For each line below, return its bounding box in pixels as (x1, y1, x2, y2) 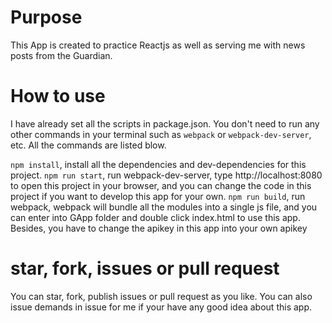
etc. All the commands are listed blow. (10, 139, 167, 151)
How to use (10, 85, 106, 108)
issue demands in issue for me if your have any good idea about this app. (10, 301, 312, 313)
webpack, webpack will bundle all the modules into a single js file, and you (10, 201, 318, 213)
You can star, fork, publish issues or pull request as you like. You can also (10, 290, 313, 302)
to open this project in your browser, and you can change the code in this (10, 179, 312, 191)
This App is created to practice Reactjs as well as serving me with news (10, 39, 306, 51)
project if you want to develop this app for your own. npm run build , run (10, 190, 306, 202)
